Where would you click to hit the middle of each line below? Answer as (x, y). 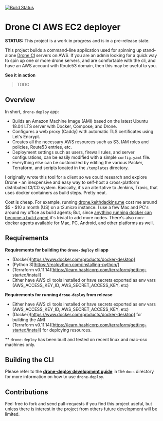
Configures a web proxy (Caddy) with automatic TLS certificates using (83, 131)
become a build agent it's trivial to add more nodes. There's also (70, 217)
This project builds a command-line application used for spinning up (73, 50)
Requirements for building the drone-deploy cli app (57, 250)
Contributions (27, 392)
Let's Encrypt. (26, 136)
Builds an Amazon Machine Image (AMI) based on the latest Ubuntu (80, 121)
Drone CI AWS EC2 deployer (63, 27)
